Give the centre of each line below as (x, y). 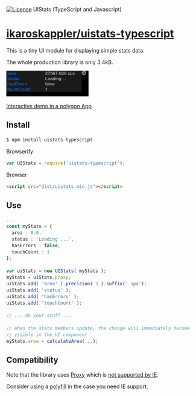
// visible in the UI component (47, 335)
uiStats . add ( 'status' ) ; (39, 290)
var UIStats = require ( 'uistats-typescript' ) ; (66, 163)
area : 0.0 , (27, 233)
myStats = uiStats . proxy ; (39, 278)
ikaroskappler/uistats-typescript (90, 34)
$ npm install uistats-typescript (50, 140)
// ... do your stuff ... (39, 316)
